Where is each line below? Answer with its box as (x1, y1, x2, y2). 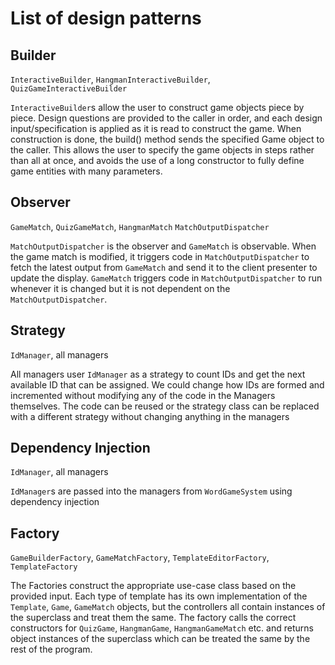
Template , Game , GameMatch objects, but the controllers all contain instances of (10, 601, 326, 613)
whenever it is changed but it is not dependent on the (10, 282, 231, 294)
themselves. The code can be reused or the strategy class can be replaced (10, 400, 320, 412)
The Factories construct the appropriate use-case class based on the (10, 580, 297, 592)
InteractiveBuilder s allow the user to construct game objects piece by (10, 102, 305, 113)
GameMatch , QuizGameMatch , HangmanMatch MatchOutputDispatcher (10, 220, 270, 232)
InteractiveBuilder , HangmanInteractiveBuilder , (10, 73, 211, 85)
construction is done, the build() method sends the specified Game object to (10, 133, 325, 145)
